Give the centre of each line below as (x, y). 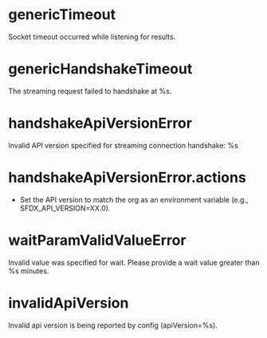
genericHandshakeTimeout (100, 69)
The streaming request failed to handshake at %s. (90, 91)
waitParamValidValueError (97, 240)
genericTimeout (62, 15)
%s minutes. (29, 271)
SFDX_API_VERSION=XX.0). (65, 208)
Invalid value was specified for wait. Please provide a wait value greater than (134, 262)
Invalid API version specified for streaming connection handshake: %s (124, 145)
